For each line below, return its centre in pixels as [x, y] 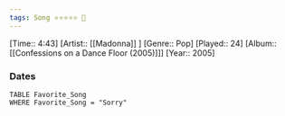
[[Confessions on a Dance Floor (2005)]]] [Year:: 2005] [112, 53]
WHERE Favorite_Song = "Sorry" [68, 103]
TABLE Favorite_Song [48, 94]
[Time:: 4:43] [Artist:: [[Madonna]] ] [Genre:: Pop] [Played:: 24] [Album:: [143, 43]
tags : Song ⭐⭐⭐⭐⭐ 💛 [47, 18]
